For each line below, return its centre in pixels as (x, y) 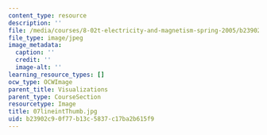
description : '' (35, 23)
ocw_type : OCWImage (41, 82)
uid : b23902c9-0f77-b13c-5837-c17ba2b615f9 (81, 119)
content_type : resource (48, 15)
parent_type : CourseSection (55, 97)
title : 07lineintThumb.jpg (53, 112)
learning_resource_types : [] (56, 75)
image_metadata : (35, 45)
